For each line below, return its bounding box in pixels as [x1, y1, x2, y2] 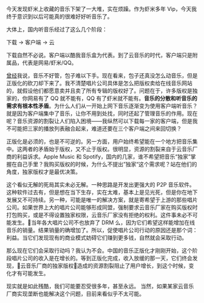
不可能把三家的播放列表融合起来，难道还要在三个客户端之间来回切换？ [6, 125, 182, 132]
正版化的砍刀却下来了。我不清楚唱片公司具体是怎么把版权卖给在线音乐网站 [6, 79, 192, 87]
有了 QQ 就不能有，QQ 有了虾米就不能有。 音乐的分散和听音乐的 [38, 95, 197, 102]
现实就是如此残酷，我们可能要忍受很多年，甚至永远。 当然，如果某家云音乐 [6, 282, 194, 290]
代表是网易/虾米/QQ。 [22, 59, 77, 66]
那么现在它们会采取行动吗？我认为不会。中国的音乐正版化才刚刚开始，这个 [6, 247, 192, 254]
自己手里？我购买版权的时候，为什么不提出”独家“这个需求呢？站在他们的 [16, 161, 197, 168]
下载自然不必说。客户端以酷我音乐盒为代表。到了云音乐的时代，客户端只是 [6, 52, 192, 59]
